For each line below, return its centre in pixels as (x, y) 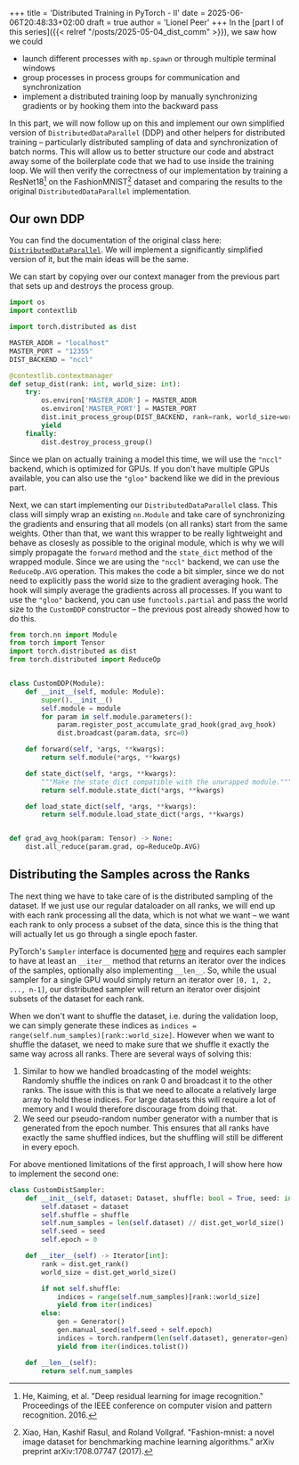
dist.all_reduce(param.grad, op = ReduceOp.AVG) (113, 847)
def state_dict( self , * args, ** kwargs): (101, 774)
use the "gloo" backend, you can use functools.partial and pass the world (149, 599)
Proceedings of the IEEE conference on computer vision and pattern (147, 1406)
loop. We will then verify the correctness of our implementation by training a (149, 170)
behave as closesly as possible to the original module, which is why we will (147, 542)
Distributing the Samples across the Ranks (130, 874)
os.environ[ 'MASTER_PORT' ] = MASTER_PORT (119, 409)
